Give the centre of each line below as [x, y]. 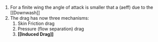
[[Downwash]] [25, 13]
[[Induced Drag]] [36, 34]
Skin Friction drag [36, 23]
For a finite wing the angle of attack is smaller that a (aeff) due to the [82, 7]
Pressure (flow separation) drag [51, 29]
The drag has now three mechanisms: [50, 18]
